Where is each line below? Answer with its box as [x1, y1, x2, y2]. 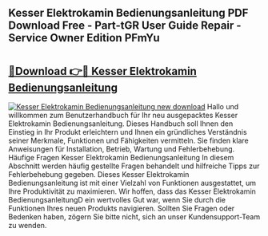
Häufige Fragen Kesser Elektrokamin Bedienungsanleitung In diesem [8, 153, 234, 162]
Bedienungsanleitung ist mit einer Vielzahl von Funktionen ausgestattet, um [8, 179, 257, 187]
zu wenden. [8, 221, 47, 230]
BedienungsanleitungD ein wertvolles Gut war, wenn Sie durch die [8, 195, 226, 204]
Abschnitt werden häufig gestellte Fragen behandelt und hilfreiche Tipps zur [8, 161, 260, 171]
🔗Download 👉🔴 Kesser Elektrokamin [8, 64, 198, 78]
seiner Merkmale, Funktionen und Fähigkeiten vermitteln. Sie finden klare [8, 136, 250, 145]
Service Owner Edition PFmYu [8, 31, 160, 45]
